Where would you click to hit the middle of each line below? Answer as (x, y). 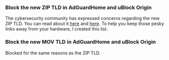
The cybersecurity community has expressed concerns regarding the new (83, 18)
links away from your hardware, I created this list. (56, 29)
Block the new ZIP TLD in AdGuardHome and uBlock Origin (78, 7)
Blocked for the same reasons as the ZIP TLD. (53, 53)
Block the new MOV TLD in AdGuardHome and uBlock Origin (80, 42)
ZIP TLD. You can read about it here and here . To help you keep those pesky (85, 23)
